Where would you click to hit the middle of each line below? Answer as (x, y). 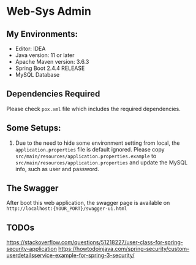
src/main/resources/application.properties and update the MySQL (101, 162)
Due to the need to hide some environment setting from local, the (97, 143)
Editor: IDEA (30, 48)
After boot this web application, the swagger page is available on (88, 203)
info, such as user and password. (57, 169)
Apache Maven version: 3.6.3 (52, 62)
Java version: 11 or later (45, 55)
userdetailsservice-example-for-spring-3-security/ (70, 255)
